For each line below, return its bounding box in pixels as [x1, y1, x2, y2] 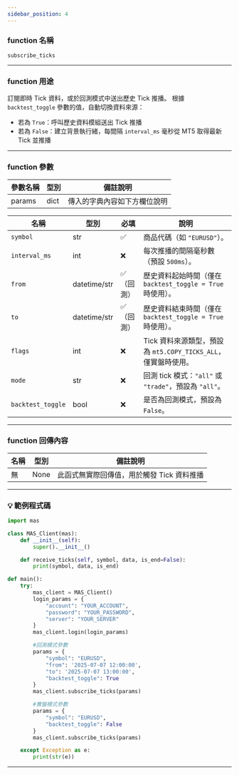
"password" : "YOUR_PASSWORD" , [45, 609, 135, 616]
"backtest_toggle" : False [45, 721, 122, 728]
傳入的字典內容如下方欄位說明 [68, 196, 169, 206]
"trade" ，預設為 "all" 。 [143, 381, 225, 391]
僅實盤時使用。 [143, 357, 193, 367]
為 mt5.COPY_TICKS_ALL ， [143, 347, 225, 356]
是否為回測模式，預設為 [143, 394, 222, 404]
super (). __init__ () [33, 543, 91, 550]
